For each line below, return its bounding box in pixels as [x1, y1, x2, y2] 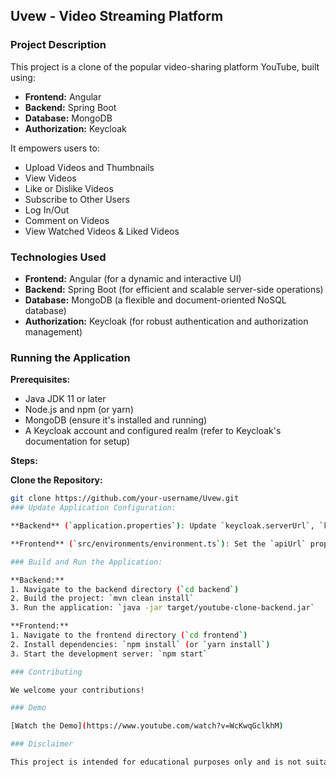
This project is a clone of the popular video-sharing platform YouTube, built [10, 60, 320, 73]
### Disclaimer [10, 739, 74, 749]
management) [24, 325, 83, 338]
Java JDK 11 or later [24, 393, 107, 405]
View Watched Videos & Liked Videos [24, 225, 180, 237]
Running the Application [10, 350, 131, 364]
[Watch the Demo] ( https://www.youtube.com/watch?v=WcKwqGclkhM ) [10, 721, 284, 731]
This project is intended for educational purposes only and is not [10, 757, 302, 768]
